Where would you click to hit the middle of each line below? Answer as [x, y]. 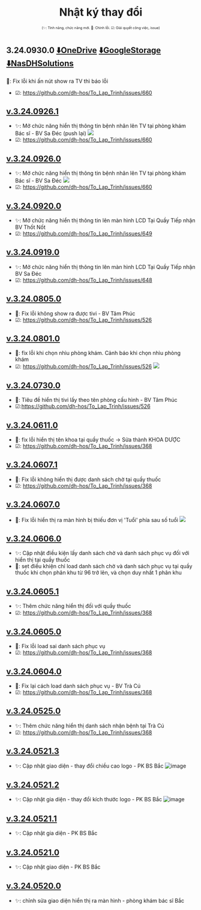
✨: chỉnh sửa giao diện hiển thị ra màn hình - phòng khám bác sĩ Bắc [100, 900]
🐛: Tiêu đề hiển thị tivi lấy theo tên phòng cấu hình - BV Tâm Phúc [96, 400]
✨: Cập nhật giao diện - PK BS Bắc [58, 867]
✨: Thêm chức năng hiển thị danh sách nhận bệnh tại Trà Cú [89, 726]
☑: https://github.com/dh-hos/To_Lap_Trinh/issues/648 [83, 280]
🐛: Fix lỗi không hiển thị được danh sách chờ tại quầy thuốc [88, 479]
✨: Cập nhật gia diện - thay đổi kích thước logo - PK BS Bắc [88, 799]
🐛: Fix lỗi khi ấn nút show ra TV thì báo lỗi [57, 81]
